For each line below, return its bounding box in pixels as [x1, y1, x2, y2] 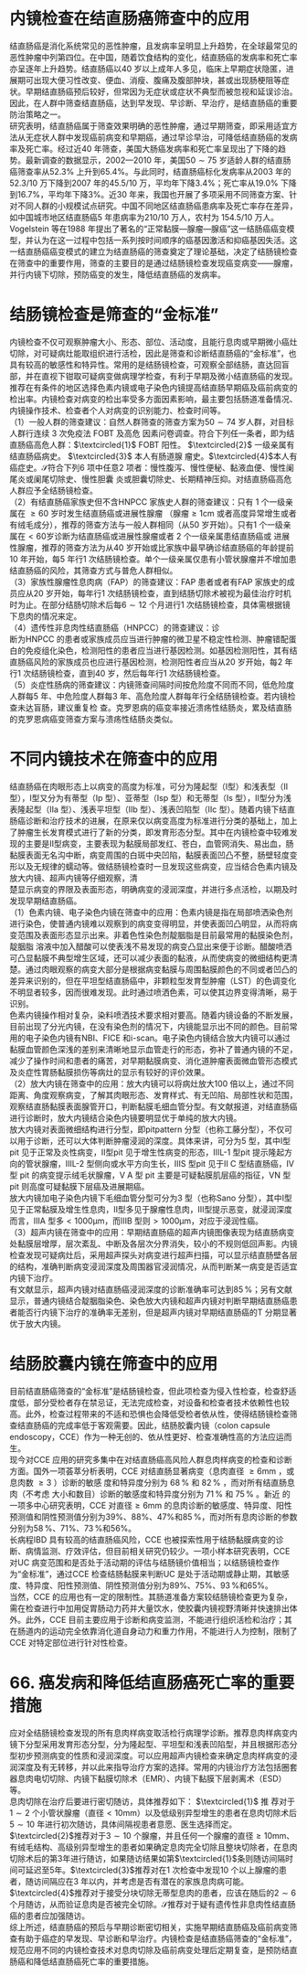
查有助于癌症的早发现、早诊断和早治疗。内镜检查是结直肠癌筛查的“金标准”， [9, 1933, 297, 1944]
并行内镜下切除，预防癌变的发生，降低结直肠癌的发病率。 [9, 269, 226, 280]
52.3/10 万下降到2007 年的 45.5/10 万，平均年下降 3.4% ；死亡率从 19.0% [9, 177, 279, 188]
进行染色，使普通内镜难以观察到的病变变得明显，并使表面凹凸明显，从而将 [9, 918, 290, 929]
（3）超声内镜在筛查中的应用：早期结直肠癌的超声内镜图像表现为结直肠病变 [9, 1226, 295, 1237]
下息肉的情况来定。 [9, 610, 82, 622]
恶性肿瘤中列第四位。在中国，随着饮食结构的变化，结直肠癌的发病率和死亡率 [9, 51, 298, 62]
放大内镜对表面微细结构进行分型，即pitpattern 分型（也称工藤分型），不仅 [9, 1124, 285, 1135]
